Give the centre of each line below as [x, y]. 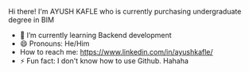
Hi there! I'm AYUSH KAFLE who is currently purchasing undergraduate [125, 11]
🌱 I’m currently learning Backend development [96, 35]
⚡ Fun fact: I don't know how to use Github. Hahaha [104, 61]
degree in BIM [31, 20]
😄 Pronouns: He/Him [54, 44]
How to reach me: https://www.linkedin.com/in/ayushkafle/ [116, 52]
